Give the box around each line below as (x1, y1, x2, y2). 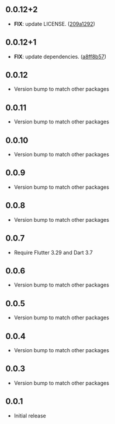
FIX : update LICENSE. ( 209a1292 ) (13, 20, 96, 27)
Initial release (13, 412, 46, 419)
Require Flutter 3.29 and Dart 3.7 (13, 249, 93, 256)
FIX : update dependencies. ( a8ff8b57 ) (13, 53, 106, 60)
